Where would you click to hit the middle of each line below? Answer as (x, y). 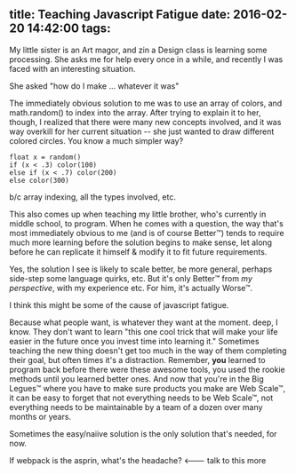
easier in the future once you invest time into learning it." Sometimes (134, 341)
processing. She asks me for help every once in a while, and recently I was (146, 59)
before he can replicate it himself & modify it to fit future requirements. (138, 251)
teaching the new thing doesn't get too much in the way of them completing (148, 351)
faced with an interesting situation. (72, 68)
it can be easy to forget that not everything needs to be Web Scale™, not (141, 398)
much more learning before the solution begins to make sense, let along (141, 242)
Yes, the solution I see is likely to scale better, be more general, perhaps (141, 269)
